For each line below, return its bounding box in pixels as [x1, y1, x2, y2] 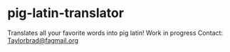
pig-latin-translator [7, 5, 125, 21]
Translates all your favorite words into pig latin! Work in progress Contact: [7, 28, 223, 37]
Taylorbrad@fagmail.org [7, 36, 79, 44]
